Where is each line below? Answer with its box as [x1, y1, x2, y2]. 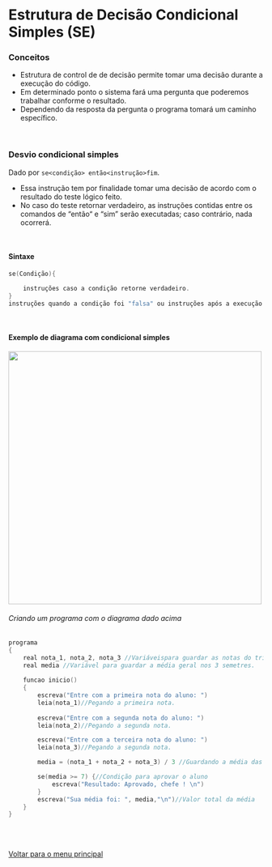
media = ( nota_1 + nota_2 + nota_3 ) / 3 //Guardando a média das [37, 759, 263, 767]
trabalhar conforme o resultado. [19, 96, 127, 106]
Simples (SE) [8, 23, 96, 41]
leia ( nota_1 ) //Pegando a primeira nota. [37, 699, 176, 707]
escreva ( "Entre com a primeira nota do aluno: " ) [37, 691, 208, 699]
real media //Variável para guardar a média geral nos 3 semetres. [23, 661, 255, 669]
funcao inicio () [23, 676, 79, 685]
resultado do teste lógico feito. [19, 192, 123, 202]
